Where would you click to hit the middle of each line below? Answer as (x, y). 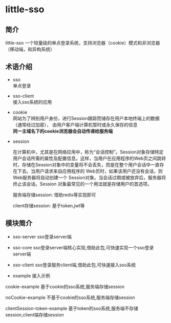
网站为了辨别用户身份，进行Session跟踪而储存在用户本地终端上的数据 (86, 118)
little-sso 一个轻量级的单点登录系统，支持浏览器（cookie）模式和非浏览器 (83, 43)
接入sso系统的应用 (32, 102)
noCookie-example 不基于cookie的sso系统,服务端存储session (70, 297)
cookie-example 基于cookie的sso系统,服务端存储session (65, 286)
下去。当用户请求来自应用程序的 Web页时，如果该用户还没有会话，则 (90, 171)
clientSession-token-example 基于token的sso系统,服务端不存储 (72, 308)
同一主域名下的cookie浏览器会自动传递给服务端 (63, 131)
